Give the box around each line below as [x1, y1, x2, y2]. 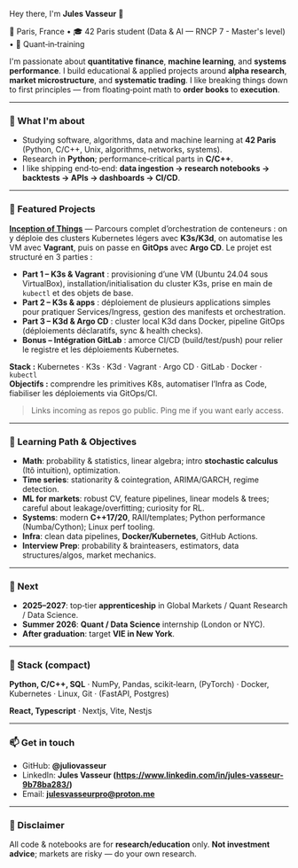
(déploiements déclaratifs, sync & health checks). [21, 325, 204, 336]
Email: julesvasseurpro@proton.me [21, 788, 155, 799]
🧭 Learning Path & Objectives [9, 435, 137, 448]
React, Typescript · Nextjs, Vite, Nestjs [9, 706, 153, 716]
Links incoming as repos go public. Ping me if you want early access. [30, 404, 284, 416]
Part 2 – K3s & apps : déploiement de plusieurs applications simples [21, 297, 271, 308]
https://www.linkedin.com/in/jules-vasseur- [115, 770, 284, 780]
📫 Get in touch [9, 737, 75, 749]
